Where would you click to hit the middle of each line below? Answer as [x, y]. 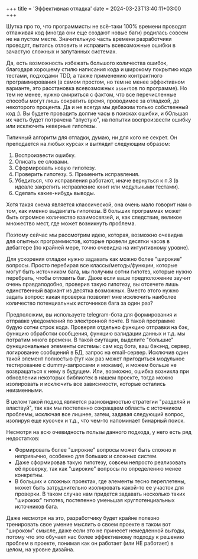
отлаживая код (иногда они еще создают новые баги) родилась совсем [97, 33]
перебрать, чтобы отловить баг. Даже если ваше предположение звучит [98, 278]
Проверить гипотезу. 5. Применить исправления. [77, 174]
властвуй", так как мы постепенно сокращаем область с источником [94, 408]
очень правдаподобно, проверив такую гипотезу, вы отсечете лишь [92, 284]
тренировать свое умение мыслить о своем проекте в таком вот [89, 524]
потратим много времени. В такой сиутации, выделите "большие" [90, 340]
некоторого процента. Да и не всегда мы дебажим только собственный [98, 107]
